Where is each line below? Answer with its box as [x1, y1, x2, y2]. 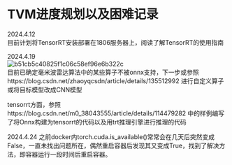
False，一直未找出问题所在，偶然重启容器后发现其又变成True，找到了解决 [7, 141, 219, 150]
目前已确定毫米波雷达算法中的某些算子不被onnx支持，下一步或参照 [7, 68, 199, 76]
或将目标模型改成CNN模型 [7, 85, 82, 94]
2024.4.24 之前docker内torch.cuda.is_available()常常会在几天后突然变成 [7, 132, 215, 141]
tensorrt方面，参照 [7, 100, 61, 108]
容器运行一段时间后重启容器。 [25, 150, 112, 158]
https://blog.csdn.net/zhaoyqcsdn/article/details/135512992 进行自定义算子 [7, 76, 224, 85]
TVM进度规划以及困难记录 [7, 6, 159, 22]
